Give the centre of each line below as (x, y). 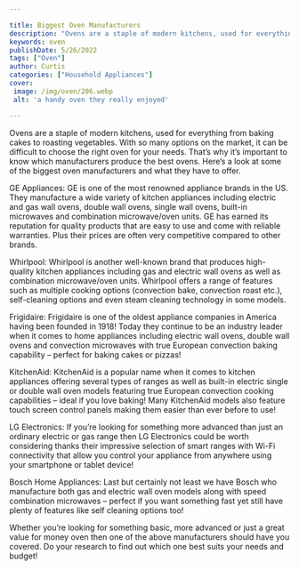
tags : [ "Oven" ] (37, 59)
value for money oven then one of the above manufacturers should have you (149, 537)
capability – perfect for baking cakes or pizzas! (95, 354)
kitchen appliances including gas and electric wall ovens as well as (158, 271)
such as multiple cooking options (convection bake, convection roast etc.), (146, 290)
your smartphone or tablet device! (72, 464)
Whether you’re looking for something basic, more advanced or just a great (147, 527)
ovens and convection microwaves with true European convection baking (144, 345)
